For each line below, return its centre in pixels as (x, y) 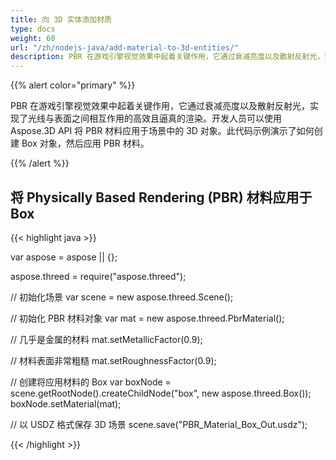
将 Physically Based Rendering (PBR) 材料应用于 (161, 197)
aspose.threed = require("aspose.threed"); (98, 276)
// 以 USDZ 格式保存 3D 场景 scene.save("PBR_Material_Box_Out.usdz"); (159, 424)
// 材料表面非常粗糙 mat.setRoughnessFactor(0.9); (113, 360)
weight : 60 (33, 38)
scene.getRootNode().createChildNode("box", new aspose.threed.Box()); (161, 393)
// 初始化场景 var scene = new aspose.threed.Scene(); (122, 297)
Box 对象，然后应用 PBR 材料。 (85, 143)
